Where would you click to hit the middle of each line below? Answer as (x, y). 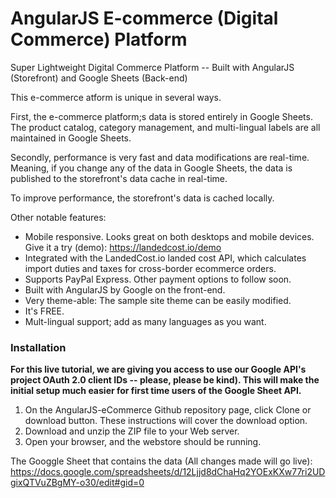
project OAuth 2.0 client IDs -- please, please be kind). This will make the (165, 380)
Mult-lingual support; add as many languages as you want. (145, 321)
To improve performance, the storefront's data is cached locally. (142, 198)
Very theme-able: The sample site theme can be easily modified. (158, 300)
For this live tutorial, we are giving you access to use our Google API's (158, 369)
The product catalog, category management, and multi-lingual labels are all (165, 127)
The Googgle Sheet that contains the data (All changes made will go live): (161, 461)
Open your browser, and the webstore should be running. (143, 442)
